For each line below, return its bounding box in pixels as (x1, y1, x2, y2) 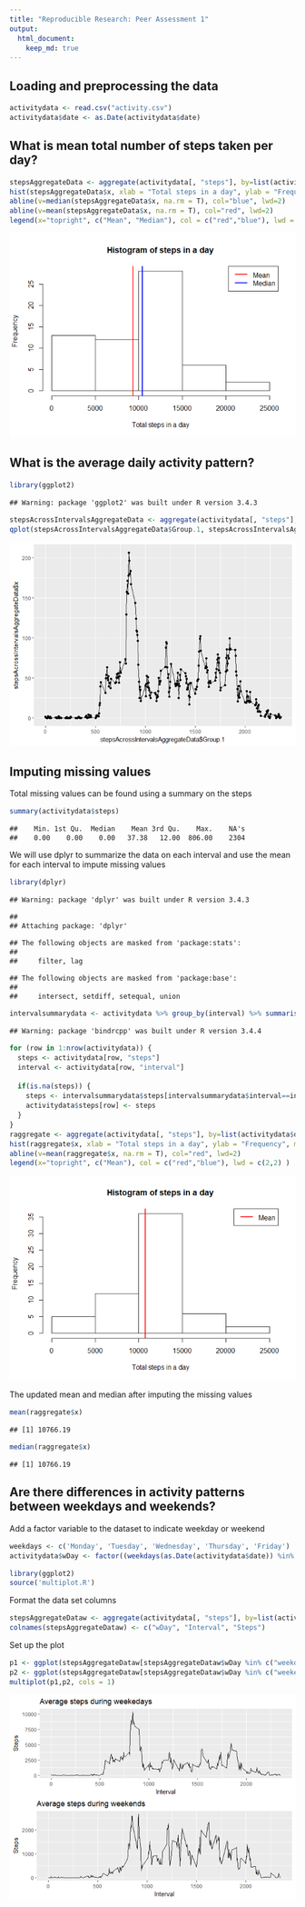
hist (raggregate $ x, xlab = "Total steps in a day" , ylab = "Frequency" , (9, 1139, 290, 1149)
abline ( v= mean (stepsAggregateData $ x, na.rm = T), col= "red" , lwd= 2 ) (9, 206, 274, 215)
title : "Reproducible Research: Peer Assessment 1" (9, 15, 209, 24)
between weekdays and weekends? (9, 1499, 216, 1514)
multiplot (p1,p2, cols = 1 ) (9, 1677, 116, 1686)
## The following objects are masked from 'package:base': (9, 973, 238, 983)
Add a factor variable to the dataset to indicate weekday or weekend (9, 1523, 265, 1533)
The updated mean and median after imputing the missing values (9, 1389, 252, 1400)
